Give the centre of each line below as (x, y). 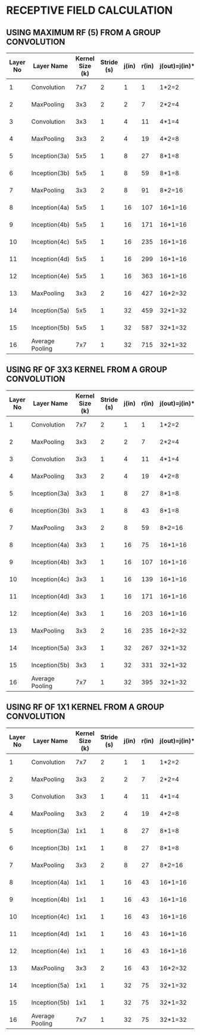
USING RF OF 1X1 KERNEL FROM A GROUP (85, 707)
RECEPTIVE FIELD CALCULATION (90, 10)
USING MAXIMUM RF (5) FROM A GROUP (84, 33)
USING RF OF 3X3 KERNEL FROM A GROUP (87, 370)
